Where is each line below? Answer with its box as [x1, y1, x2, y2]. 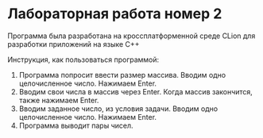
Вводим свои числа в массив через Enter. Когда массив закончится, [18, 86, 253, 96]
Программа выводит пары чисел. [18, 121, 133, 130]
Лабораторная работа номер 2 [7, 5, 222, 23]
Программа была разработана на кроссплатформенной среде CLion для [7, 31, 256, 40]
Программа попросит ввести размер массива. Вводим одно [18, 70, 226, 79]
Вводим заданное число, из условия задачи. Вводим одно [18, 104, 219, 113]
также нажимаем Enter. [18, 95, 99, 105]
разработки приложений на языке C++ [7, 39, 140, 48]
